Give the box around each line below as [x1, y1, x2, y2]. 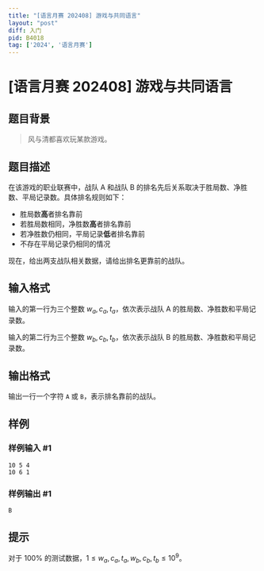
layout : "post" [8, 19, 59, 27]
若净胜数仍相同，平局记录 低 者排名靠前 [19, 229, 145, 238]
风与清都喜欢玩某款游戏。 [27, 134, 112, 144]
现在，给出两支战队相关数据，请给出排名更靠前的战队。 [8, 256, 189, 265]
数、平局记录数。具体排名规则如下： [8, 192, 127, 202]
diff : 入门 [8, 26, 42, 34]
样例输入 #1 [8, 442, 52, 453]
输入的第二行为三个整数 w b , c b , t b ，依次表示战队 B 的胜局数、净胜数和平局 [8, 332, 250, 344]
